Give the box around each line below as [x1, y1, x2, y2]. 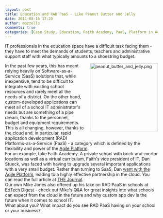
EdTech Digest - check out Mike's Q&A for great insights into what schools [5, 187, 154, 193]
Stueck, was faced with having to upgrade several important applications [5, 161, 151, 167]
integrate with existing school [5, 84, 64, 89]
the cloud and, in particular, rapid [5, 130, 71, 136]
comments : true [5, 25, 36, 30]
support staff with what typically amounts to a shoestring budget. [5, 54, 136, 59]
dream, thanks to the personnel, [5, 115, 69, 120]
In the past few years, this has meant [5, 63, 79, 69]
